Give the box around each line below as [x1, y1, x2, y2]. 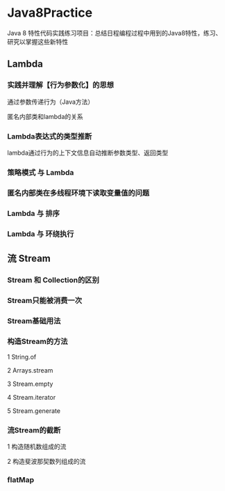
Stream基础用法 [7, 315, 61, 325]
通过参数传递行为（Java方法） [7, 98, 94, 106]
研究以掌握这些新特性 [7, 37, 68, 46]
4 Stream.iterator [7, 393, 56, 402]
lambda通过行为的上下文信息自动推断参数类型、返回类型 [7, 148, 169, 157]
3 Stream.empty [7, 380, 53, 388]
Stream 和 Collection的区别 [7, 275, 99, 285]
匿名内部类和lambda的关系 [7, 112, 83, 120]
